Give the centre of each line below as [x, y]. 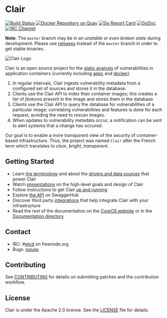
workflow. [15, 282]
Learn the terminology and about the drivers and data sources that [81, 173]
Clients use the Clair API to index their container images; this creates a [84, 93]
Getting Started [30, 162]
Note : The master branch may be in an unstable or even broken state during [83, 38]
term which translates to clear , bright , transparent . [57, 145]
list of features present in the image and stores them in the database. [83, 99]
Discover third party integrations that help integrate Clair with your [80, 200]
